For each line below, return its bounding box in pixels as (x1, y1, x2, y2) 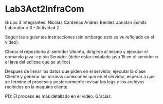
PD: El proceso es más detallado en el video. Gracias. (5, 93, 112, 99)
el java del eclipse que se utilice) (5, 59, 71, 65)
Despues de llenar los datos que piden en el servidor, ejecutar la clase (5, 68, 146, 74)
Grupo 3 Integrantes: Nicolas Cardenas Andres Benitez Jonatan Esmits (5, 19, 147, 25)
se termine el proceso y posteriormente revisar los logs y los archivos (5, 79, 145, 85)
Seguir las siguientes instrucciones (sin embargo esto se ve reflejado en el (5, 34, 154, 40)
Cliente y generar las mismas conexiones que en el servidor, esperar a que (5, 73, 155, 79)
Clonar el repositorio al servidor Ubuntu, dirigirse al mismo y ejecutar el (5, 49, 148, 54)
